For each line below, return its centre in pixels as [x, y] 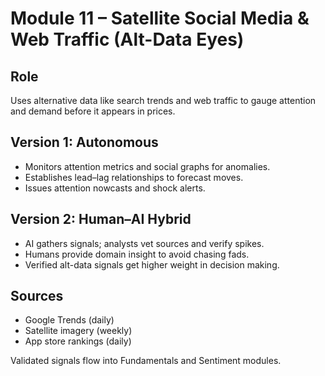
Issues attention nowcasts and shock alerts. [115, 188]
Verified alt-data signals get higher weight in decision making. [152, 264]
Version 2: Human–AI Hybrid [101, 219]
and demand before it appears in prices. [93, 111]
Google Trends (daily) [69, 320]
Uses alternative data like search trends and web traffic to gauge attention [163, 100]
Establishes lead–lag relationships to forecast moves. [134, 177]
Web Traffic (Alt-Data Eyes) [127, 39]
